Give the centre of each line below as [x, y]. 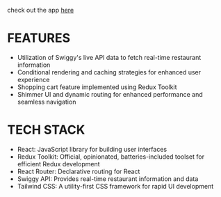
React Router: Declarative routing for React [79, 171]
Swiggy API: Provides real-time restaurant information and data [108, 179]
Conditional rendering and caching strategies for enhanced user [109, 72]
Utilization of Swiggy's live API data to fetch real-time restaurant [109, 57]
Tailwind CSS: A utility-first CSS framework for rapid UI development [115, 186]
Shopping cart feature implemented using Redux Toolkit [97, 87]
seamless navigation [47, 102]
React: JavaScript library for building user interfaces [92, 149]
